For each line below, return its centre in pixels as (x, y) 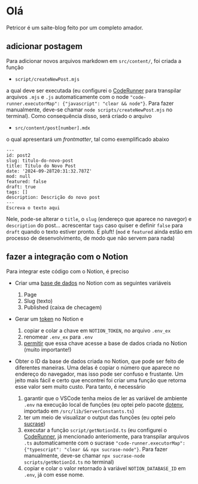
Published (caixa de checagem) (63, 307)
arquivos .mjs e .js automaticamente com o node (68, 96)
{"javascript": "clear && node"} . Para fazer (118, 103)
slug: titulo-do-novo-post (40, 161)
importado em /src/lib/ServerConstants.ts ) (79, 411)
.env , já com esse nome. (54, 474)
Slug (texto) (38, 301)
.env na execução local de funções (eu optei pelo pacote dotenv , (104, 404)
